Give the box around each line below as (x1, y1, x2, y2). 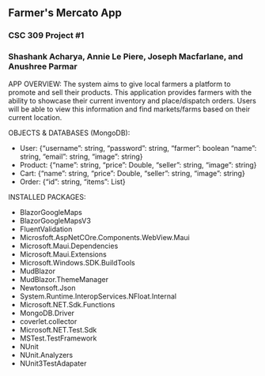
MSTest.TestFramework (19, 333, 97, 343)
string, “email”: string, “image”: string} (19, 152, 144, 161)
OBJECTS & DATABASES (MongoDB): (8, 128, 131, 137)
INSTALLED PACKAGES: (8, 192, 86, 201)
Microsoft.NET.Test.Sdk (19, 325, 97, 334)
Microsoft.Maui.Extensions (19, 249, 107, 259)
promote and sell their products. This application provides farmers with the (8, 87, 252, 97)
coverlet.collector (19, 316, 78, 326)
